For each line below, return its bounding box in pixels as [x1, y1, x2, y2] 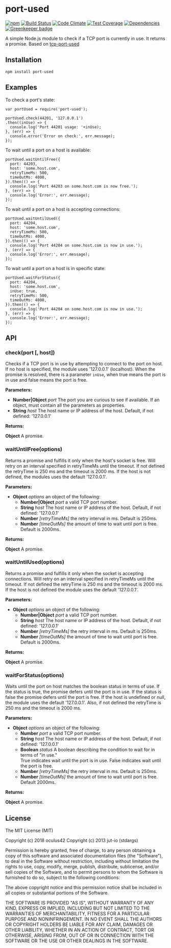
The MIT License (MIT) [5, 827, 54, 833]
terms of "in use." [20, 752, 58, 758]
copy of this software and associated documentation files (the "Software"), [5, 852, 163, 858]
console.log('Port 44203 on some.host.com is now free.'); [10, 184, 138, 189]
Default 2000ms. [20, 779, 56, 785]
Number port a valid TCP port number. [20, 730, 102, 737]
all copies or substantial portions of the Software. [5, 890, 109, 896]
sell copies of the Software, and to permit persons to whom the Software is [5, 869, 163, 875]
